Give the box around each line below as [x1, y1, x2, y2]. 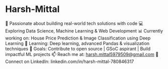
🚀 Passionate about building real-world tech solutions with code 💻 [5, 20, 143, 26]
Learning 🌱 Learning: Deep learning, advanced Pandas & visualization [5, 40, 150, 46]
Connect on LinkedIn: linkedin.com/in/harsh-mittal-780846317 [5, 58, 134, 64]
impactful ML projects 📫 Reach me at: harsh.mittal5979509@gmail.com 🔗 [5, 51, 159, 57]
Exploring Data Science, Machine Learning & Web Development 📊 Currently [5, 27, 163, 33]
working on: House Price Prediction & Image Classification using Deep [5, 35, 151, 41]
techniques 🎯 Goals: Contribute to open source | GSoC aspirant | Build [5, 45, 151, 51]
